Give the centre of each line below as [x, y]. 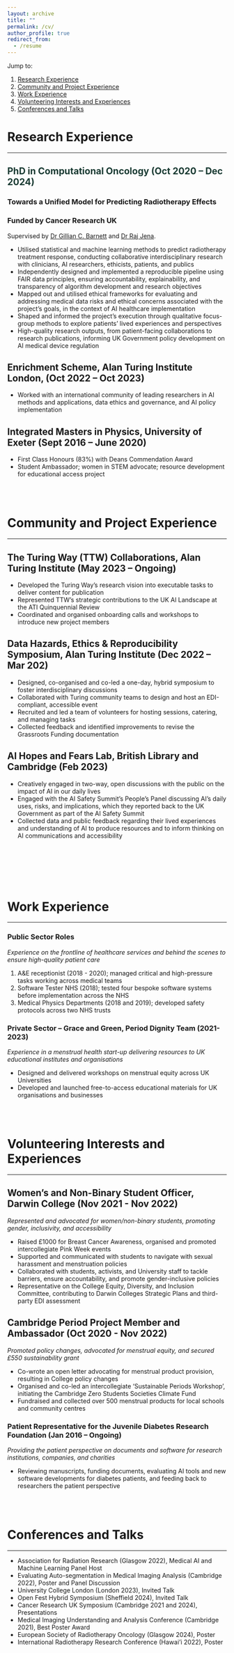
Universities [34, 1081]
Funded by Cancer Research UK [62, 221]
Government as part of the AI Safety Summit [81, 813]
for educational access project [61, 474]
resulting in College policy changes [68, 1379]
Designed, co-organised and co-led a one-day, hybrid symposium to [116, 682]
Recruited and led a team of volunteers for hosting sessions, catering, [117, 712]
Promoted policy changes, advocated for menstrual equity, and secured [111, 1350]
